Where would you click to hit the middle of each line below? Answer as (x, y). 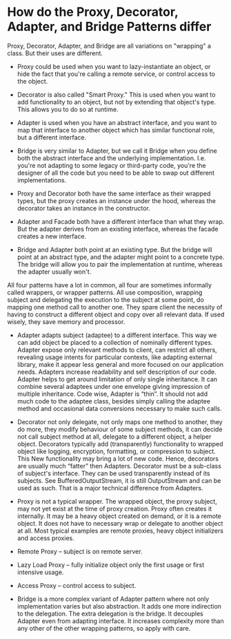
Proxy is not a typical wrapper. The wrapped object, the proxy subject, (117, 501)
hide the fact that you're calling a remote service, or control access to (116, 74)
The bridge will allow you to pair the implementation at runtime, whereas (120, 264)
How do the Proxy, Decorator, (93, 12)
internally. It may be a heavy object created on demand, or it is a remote (119, 516)
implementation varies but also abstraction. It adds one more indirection (119, 606)
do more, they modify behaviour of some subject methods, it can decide (120, 429)
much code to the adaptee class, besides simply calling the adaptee (113, 401)
